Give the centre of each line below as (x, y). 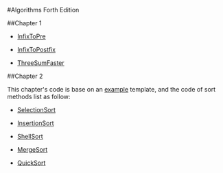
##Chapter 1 (25, 23)
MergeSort (32, 149)
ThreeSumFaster (41, 63)
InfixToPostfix (36, 50)
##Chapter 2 (25, 76)
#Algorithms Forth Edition (43, 10)
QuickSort (31, 163)
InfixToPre (31, 36)
